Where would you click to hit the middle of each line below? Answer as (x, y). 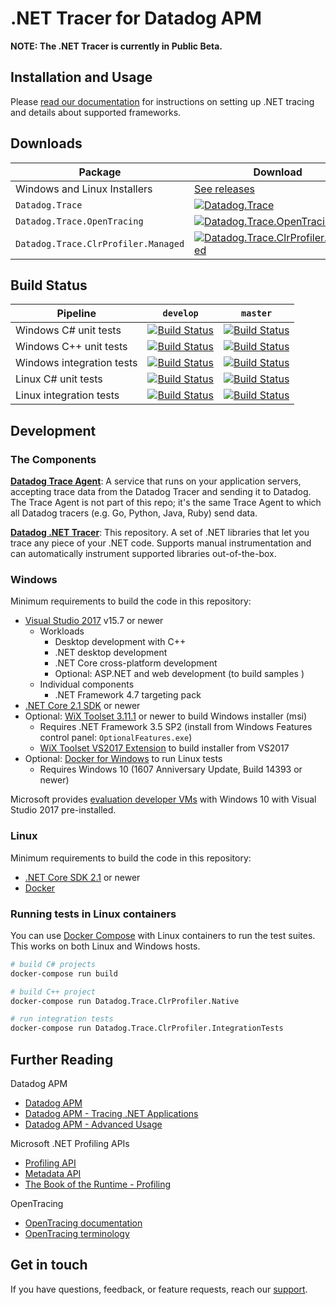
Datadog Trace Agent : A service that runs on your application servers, (156, 481)
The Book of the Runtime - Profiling (98, 1184)
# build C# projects (53, 964)
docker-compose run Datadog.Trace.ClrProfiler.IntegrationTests (147, 1028)
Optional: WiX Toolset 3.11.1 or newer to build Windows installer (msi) (166, 716)
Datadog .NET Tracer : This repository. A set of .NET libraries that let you (160, 533)
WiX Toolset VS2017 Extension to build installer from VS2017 (164, 748)
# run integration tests (62, 1019)
